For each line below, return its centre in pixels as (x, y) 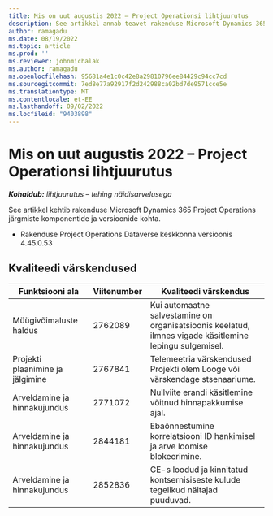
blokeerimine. (176, 456)
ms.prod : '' (28, 54)
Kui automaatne (180, 305)
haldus (26, 330)
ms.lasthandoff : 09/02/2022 (56, 106)
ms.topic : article (39, 46)
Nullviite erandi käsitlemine (201, 392)
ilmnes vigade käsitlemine (199, 336)
